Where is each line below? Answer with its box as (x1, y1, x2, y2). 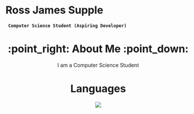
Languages (70, 82, 126, 95)
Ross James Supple (5, 4, 103, 17)
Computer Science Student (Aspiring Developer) (8, 23, 127, 29)
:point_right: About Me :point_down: (8, 42, 189, 56)
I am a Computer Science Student (57, 61, 139, 68)
